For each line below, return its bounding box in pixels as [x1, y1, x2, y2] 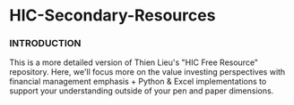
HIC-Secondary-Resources [9, 5, 216, 26]
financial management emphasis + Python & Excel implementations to [9, 77, 267, 87]
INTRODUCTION [9, 37, 82, 50]
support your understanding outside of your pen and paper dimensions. [9, 85, 274, 96]
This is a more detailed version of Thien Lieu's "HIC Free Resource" [9, 57, 258, 68]
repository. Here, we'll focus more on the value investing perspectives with [9, 67, 286, 77]
